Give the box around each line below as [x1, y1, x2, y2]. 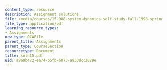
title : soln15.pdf [5, 53, 43, 58]
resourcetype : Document [5, 48, 55, 53]
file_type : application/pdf [5, 21, 64, 26]
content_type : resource [5, 7, 55, 12]
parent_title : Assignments [5, 39, 61, 44]
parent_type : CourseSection [5, 44, 64, 49]
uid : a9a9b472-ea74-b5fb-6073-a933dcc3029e [5, 58, 97, 63]
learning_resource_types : [5, 26, 59, 31]
